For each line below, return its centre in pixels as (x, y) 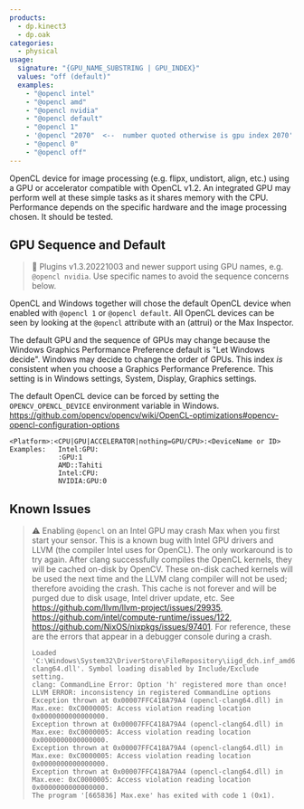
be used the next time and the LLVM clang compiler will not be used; (159, 579)
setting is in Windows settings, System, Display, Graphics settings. (133, 379)
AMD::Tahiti (80, 466)
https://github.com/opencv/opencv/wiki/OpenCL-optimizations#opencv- (144, 415)
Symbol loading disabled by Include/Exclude (174, 669)
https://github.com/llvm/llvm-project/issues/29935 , (127, 608)
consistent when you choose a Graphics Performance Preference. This (142, 369)
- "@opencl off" (57, 152)
